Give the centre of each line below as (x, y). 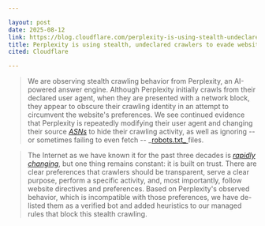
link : (17, 37)
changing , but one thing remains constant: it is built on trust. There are (142, 164)
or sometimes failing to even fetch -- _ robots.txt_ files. (116, 140)
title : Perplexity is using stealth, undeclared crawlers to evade (121, 44)
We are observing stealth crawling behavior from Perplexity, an (130, 81)
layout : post (30, 22)
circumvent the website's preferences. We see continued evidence (136, 115)
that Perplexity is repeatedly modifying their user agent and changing (140, 123)
